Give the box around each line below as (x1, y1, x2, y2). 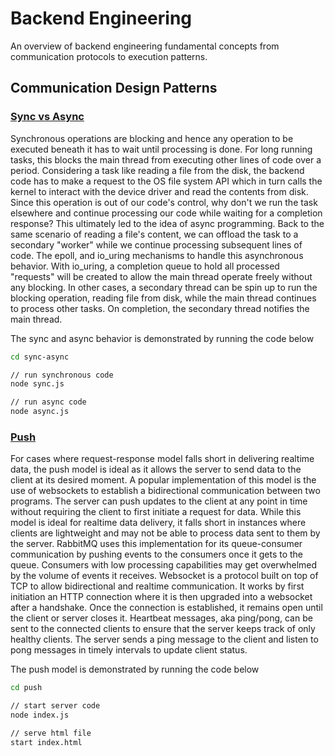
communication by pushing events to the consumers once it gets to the (10, 548, 304, 561)
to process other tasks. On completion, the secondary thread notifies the (10, 302, 310, 314)
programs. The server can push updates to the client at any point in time (10, 495, 308, 507)
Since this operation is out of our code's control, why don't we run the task (10, 196, 318, 208)
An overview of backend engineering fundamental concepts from (10, 40, 280, 52)
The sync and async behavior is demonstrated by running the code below (10, 332, 315, 344)
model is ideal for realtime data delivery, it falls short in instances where (10, 517, 307, 529)
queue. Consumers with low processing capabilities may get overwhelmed (10, 559, 318, 571)
